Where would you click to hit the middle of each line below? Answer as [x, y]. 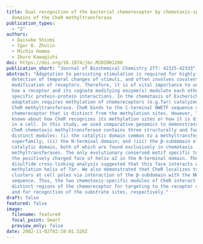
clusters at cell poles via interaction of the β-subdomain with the [101, 175]
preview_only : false [37, 226]
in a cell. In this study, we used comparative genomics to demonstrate [105, 125]
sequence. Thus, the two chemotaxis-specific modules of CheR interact [104, 181]
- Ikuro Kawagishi [35, 57]
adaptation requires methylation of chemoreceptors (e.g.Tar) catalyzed [105, 102]
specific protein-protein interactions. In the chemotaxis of [92, 96]
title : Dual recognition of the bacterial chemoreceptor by [84, 12]
